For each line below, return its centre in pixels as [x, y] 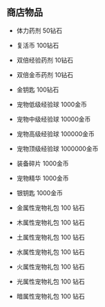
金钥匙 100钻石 [38, 90]
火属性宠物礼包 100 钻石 [51, 267]
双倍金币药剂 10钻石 [45, 74]
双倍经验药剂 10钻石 [45, 60]
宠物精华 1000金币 [42, 178]
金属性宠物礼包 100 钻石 [51, 208]
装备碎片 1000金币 [42, 163]
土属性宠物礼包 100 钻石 [51, 237]
